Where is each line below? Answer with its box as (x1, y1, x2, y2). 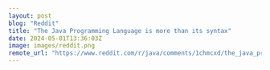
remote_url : (8, 49, 48, 57)
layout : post (8, 11, 52, 20)
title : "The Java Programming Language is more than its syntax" (8, 27, 231, 35)
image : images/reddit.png (8, 42, 95, 50)
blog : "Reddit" (8, 19, 59, 27)
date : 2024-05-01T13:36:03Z (8, 34, 103, 43)
